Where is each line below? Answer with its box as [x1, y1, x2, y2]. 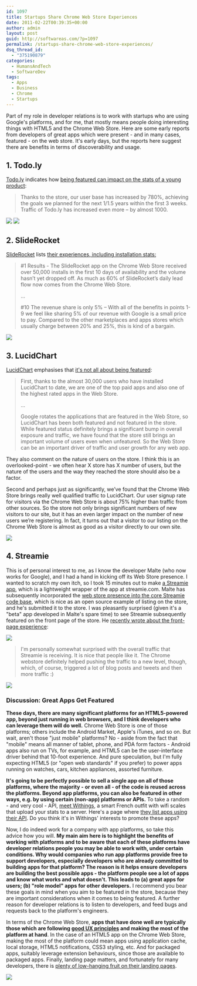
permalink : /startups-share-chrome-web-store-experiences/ [6, 42, 154, 48]
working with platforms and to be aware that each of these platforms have [6, 838, 191, 845]
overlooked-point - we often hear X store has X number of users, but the [6, 462, 182, 469]
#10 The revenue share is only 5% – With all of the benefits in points [20, 304, 185, 311]
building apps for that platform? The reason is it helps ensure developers [6, 864, 188, 871]
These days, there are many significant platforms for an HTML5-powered [6, 710, 188, 717]
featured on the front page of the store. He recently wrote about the [6, 617, 170, 624]
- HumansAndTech [11, 63, 51, 69]
